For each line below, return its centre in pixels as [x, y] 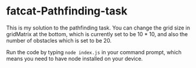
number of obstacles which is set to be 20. [59, 40]
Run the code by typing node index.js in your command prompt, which [94, 52]
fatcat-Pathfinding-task [67, 11]
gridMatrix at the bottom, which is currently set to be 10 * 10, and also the [97, 34]
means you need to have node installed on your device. [75, 58]
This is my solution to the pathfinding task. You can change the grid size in [98, 28]
